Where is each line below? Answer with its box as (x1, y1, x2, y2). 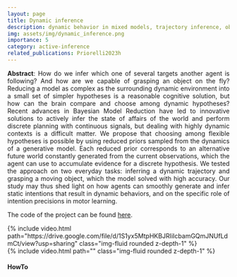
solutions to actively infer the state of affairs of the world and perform (7, 114, 230, 122)
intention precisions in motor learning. (7, 196, 118, 205)
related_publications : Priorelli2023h (7, 50, 121, 57)
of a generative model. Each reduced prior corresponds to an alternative (7, 144, 230, 153)
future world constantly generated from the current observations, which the (7, 151, 230, 160)
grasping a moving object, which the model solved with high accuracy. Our (7, 174, 230, 182)
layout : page (7, 10, 46, 18)
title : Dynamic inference (7, 17, 83, 24)
